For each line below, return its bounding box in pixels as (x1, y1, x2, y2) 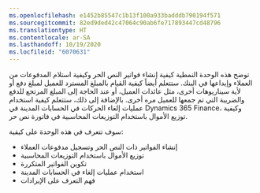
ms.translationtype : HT (9, 26, 87, 34)
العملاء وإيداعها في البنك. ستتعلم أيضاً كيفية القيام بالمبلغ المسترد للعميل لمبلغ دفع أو (9, 78, 253, 87)
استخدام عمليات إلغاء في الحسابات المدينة (20, 167, 144, 176)
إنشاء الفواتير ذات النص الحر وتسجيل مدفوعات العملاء (20, 143, 178, 151)
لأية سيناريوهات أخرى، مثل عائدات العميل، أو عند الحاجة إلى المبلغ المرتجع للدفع (9, 87, 241, 95)
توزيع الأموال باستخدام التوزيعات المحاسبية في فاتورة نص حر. (9, 112, 188, 121)
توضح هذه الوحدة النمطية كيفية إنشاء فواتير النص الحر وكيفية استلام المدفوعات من (9, 70, 250, 79)
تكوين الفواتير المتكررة (20, 159, 87, 168)
